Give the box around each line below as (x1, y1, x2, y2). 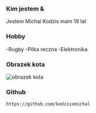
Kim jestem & (6, 5, 44, 13)
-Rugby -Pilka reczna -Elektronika (6, 45, 88, 52)
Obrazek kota (6, 60, 45, 68)
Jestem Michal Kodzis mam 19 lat (6, 18, 87, 25)
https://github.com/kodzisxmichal (6, 101, 91, 107)
